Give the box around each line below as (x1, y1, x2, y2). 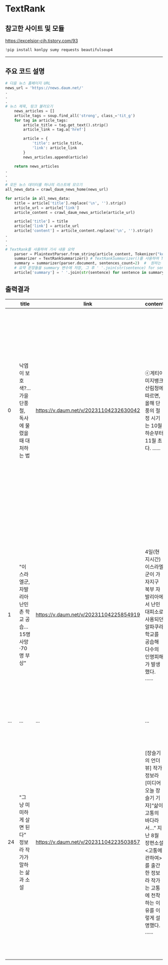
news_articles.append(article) (23, 154, 88, 160)
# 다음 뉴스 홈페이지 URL (5, 80, 51, 85)
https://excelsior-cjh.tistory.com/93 (5, 38, 78, 43)
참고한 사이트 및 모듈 (5, 24, 64, 32)
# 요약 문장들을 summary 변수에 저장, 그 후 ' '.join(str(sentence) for (14, 265, 155, 270)
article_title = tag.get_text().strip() (23, 122, 108, 127)
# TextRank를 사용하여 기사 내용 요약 (5, 247, 74, 252)
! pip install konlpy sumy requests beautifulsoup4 (5, 47, 113, 52)
